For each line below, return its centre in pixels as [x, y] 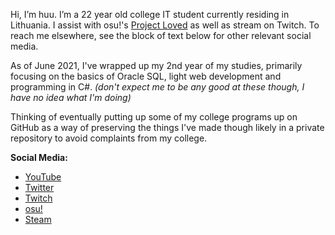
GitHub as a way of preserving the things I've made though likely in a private [167, 127]
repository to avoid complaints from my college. [109, 138]
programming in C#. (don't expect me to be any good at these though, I [157, 87]
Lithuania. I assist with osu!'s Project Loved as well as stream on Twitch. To [165, 25]
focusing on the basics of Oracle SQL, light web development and [146, 76]
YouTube [43, 177]
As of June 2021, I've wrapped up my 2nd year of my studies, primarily [156, 65]
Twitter [39, 187]
